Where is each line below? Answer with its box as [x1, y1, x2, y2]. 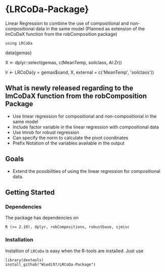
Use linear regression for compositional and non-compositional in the [12, 113, 157, 119]
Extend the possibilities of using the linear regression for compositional [12, 168, 160, 174]
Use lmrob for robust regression [12, 129, 79, 135]
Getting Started [5, 188, 55, 197]
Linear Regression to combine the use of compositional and [5, 20, 129, 26]
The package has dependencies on [5, 215, 79, 221]
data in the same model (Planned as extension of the [35, 25, 145, 31]
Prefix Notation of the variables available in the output [12, 140, 125, 146]
